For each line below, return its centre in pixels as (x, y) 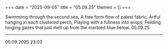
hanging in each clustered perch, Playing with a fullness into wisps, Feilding (83, 22)
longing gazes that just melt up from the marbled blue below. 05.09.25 (77, 27)
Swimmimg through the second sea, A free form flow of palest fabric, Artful (83, 17)
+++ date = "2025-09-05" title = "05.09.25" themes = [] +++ (68, 7)
